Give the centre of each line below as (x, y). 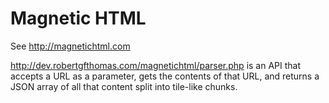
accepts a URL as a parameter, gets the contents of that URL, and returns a (165, 76)
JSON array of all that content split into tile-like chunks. (124, 86)
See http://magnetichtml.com (70, 46)
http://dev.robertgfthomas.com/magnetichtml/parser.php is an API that (156, 65)
